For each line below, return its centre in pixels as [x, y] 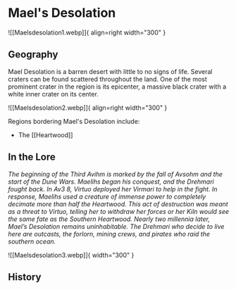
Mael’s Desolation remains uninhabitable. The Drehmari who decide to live [116, 226]
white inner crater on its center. [54, 94]
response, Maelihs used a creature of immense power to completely [107, 196]
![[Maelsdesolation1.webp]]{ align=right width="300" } [87, 32]
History [25, 277]
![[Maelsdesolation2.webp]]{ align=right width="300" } [88, 108]
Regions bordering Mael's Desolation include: [74, 121]
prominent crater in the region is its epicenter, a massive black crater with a [117, 87]
